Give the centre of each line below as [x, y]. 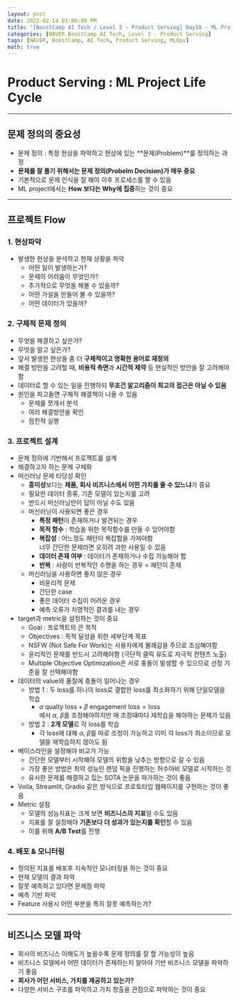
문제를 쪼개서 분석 [53, 403]
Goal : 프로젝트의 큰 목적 [63, 628]
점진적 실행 [43, 421]
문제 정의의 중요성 [44, 134]
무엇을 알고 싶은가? [44, 350]
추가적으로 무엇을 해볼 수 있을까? [74, 285]
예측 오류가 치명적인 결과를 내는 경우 [89, 610]
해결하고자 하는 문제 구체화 [55, 467]
